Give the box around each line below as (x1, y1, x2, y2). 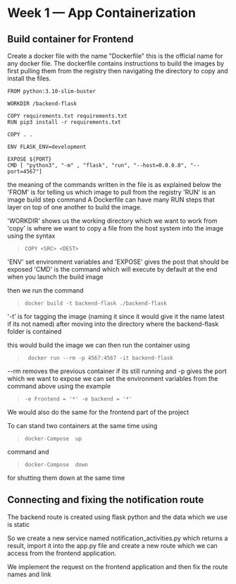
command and (7, 448, 49, 456)
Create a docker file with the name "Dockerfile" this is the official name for (7, 51, 223, 60)
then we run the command (7, 286, 84, 294)
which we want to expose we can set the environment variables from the (7, 375, 218, 382)
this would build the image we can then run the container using (7, 341, 190, 349)
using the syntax (7, 231, 56, 240)
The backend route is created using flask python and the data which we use (7, 513, 228, 521)
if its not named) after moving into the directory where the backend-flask (7, 320, 219, 328)
